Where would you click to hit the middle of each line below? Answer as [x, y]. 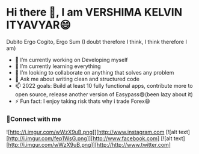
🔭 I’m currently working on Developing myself [71, 60]
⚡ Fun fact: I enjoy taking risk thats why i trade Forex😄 [82, 101]
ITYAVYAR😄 [38, 25]
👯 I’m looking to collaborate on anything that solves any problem [94, 72]
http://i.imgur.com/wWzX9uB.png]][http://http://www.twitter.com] [90, 145]
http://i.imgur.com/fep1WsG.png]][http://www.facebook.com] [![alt [90, 138]
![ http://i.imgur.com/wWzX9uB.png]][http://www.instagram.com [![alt [92, 132]
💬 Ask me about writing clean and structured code [77, 79]
